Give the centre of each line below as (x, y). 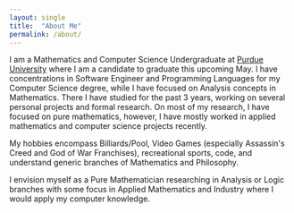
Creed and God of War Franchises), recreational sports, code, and (131, 153)
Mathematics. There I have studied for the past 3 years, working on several (147, 98)
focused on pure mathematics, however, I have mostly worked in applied (143, 116)
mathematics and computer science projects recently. (109, 126)
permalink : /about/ (46, 34)
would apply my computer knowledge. (80, 199)
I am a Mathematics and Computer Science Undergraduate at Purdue (136, 60)
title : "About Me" (46, 26)
